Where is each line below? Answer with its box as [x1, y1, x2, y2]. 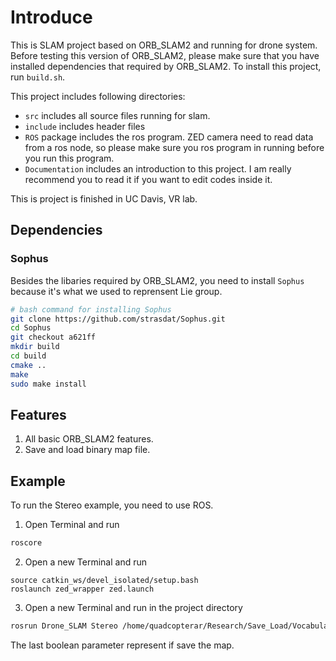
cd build [10, 351, 47, 361]
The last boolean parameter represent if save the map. [10, 639, 235, 651]
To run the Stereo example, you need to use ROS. [10, 499, 214, 511]
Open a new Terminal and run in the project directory [24, 602, 243, 613]
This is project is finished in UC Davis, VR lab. [10, 192, 198, 205]
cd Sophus [10, 323, 52, 333]
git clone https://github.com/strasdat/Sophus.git [10, 314, 226, 324]
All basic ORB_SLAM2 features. [24, 433, 154, 445]
